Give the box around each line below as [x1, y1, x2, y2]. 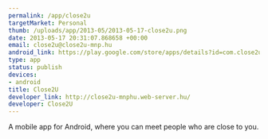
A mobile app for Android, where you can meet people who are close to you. [8, 122, 259, 132]
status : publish [8, 64, 62, 71]
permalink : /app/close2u [8, 11, 91, 20]
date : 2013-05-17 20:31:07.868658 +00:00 [8, 33, 148, 42]
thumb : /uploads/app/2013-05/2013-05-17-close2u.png [8, 26, 187, 34]
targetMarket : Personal [8, 19, 88, 27]
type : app [8, 56, 41, 64]
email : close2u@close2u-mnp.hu [8, 41, 112, 49]
